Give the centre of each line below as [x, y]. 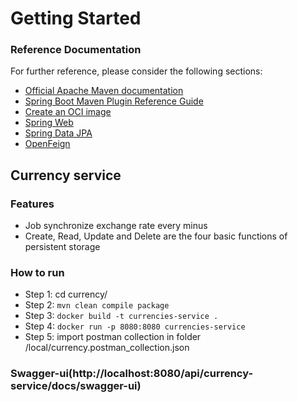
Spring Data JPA [58, 133]
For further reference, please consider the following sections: [136, 71]
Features [32, 204]
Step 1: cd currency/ [66, 294]
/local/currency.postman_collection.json [107, 348]
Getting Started [76, 18]
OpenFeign [47, 144]
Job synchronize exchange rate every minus [116, 226]
